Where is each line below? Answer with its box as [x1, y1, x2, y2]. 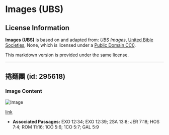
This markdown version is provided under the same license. [5, 52, 129, 58]
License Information [5, 24, 69, 32]
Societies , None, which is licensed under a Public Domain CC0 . [5, 42, 136, 48]
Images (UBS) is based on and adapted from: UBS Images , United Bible [5, 37, 153, 43]
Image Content [5, 88, 43, 95]
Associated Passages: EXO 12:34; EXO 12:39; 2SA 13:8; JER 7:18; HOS [12, 118, 160, 124]
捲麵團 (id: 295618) [5, 72, 66, 81]
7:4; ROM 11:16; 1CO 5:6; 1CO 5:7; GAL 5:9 [12, 124, 99, 130]
